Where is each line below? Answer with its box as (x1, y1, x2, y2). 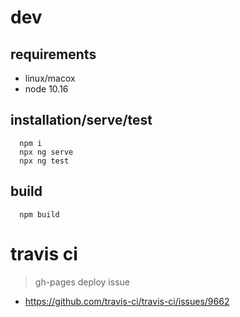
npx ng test (19, 156, 70, 166)
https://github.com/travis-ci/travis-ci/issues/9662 (24, 295, 230, 307)
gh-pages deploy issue (34, 276, 130, 288)
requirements (10, 46, 97, 63)
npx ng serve (19, 147, 74, 157)
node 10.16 (24, 83, 69, 95)
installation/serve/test (10, 112, 153, 129)
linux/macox (24, 72, 76, 84)
